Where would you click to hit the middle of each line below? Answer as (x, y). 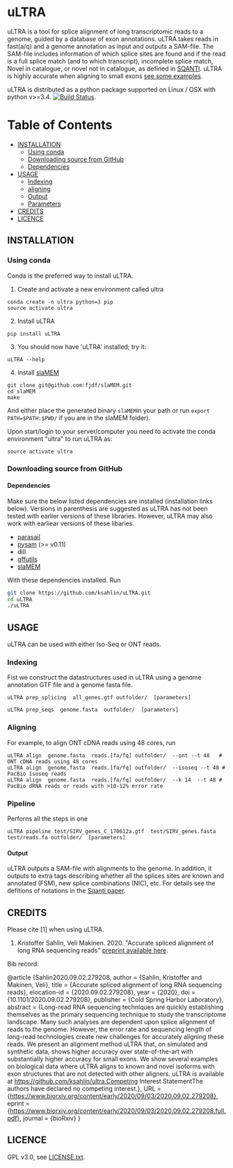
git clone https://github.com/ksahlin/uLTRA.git (79, 593)
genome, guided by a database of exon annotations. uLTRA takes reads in (113, 38)
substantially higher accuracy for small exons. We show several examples (113, 1059)
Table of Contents (60, 125)
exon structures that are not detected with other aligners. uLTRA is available (116, 1074)
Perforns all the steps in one (48, 819)
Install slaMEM (38, 372)
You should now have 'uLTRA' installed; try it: (82, 347)
